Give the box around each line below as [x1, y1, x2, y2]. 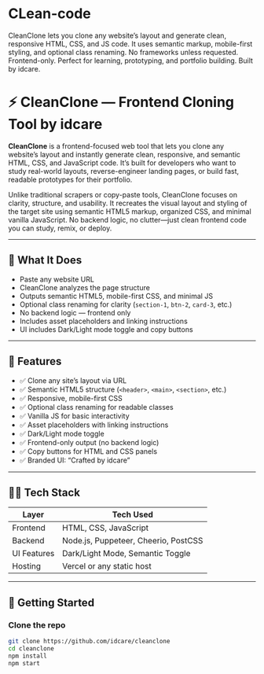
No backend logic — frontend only [19, 308, 131, 317]
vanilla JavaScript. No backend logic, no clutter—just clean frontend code [8, 215, 247, 224]
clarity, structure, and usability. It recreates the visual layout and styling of [8, 198, 247, 208]
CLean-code [8, 5, 92, 23]
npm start [8, 659, 41, 667]
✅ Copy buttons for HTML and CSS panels [19, 446, 158, 456]
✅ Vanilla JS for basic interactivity [19, 411, 130, 421]
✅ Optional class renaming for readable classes [19, 402, 174, 411]
